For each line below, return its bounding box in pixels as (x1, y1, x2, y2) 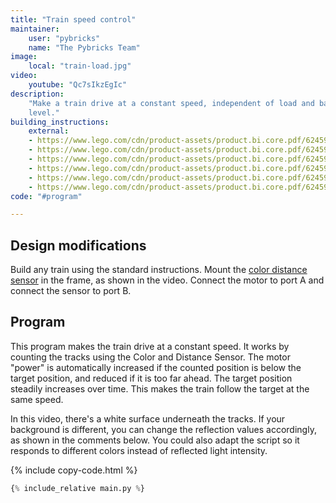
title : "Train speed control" (10, 14, 137, 25)
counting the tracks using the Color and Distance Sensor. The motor (10, 351, 291, 363)
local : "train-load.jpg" (28, 61, 132, 71)
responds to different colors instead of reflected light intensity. (10, 444, 268, 456)
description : (10, 89, 65, 99)
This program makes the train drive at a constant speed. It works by (10, 340, 290, 352)
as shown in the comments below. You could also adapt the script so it (10, 434, 300, 446)
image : (10, 52, 38, 62)
